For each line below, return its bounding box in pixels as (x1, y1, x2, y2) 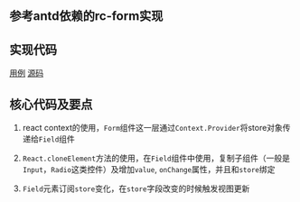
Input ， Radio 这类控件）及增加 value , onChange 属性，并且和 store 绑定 (22, 164, 276, 175)
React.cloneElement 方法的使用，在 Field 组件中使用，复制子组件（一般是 (22, 152, 291, 164)
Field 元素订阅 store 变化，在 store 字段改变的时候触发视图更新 (22, 183, 250, 194)
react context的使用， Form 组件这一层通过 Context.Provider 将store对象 (22, 123, 283, 133)
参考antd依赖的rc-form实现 (9, 8, 164, 24)
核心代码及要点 (9, 96, 93, 112)
